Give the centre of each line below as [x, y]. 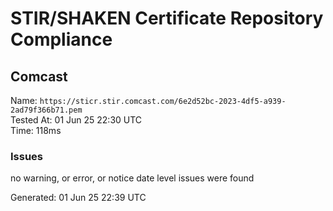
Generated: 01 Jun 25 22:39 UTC [78, 198]
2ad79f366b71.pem [46, 110]
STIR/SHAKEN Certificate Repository [167, 18]
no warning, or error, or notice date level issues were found [132, 178]
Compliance [61, 39]
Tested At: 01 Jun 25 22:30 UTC [76, 120]
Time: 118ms [36, 130]
